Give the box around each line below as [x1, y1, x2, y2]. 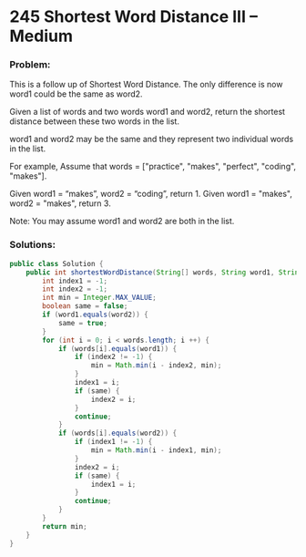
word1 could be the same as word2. [9, 88, 143, 99]
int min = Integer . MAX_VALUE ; [42, 294, 157, 303]
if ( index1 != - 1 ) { [74, 438, 153, 447]
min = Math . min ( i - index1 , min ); [90, 446, 222, 455]
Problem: [9, 58, 51, 71]
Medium [9, 26, 73, 46]
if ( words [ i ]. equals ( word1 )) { [57, 344, 178, 353]
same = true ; [57, 318, 107, 327]
